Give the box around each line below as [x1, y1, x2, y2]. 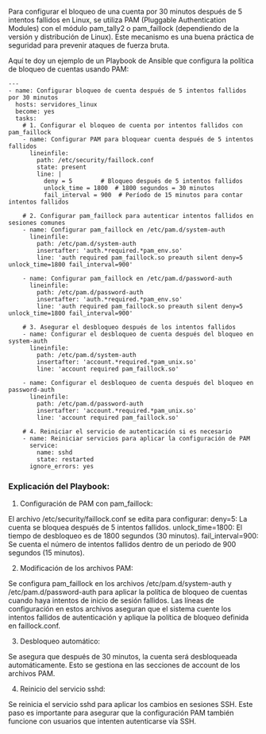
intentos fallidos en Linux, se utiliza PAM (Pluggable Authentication [8, 15, 226, 25]
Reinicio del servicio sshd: [19, 684, 106, 694]
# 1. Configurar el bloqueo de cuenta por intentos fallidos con [22, 122, 244, 130]
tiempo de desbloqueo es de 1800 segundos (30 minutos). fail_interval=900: [8, 531, 259, 541]
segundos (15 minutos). [8, 548, 85, 557]
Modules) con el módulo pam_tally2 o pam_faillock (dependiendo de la [8, 24, 240, 33]
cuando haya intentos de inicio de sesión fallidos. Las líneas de [8, 596, 214, 605]
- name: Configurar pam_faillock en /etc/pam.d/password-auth [22, 274, 233, 282]
